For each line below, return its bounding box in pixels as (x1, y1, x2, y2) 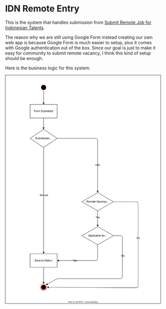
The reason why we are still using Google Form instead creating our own (5, 34, 153, 40)
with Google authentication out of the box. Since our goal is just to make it (5, 45, 156, 51)
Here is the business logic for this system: (5, 65, 90, 71)
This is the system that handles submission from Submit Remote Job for (5, 19, 152, 25)
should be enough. (5, 55, 43, 61)
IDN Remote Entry (5, 3, 80, 14)
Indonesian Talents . (5, 24, 45, 30)
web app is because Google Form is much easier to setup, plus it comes (5, 39, 152, 45)
